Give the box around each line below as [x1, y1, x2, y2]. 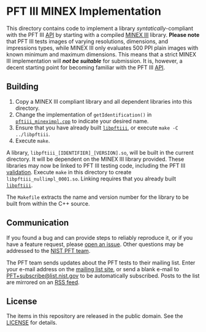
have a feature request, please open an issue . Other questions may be [6, 241, 184, 248]
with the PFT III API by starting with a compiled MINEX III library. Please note [6, 31, 200, 38]
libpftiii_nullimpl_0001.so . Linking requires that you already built [6, 175, 177, 182]
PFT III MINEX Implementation [6, 4, 161, 18]
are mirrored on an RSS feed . [6, 278, 80, 286]
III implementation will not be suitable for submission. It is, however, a [6, 57, 183, 64]
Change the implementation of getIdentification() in [15, 110, 152, 118]
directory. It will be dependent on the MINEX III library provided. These [6, 155, 185, 163]
